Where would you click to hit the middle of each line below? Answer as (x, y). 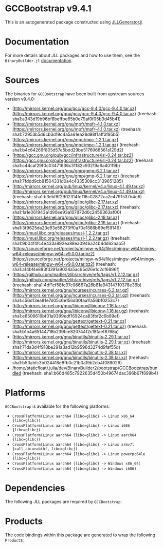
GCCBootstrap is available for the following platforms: (58, 406)
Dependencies (35, 488)
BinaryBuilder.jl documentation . (39, 60)
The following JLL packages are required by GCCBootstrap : (63, 502)
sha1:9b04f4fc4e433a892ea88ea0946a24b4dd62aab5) (69, 243)
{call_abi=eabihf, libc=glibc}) (45, 449)
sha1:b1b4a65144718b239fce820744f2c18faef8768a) (65, 331)
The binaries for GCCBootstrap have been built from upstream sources (75, 94)
